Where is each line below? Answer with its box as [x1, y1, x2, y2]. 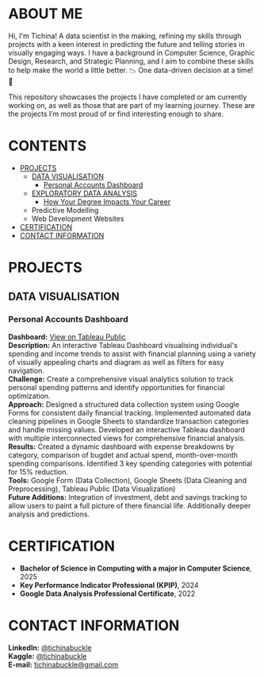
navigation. [8, 366, 45, 375]
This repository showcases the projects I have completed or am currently [8, 92, 247, 102]
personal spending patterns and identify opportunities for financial [8, 382, 225, 392]
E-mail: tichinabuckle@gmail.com [8, 660, 119, 669]
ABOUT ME [8, 5, 83, 23]
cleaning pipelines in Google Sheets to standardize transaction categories [8, 416, 250, 426]
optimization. [8, 391, 51, 400]
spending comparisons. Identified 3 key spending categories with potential [8, 458, 252, 468]
